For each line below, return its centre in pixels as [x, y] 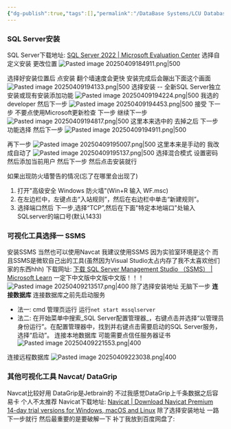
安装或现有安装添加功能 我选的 [113, 95]
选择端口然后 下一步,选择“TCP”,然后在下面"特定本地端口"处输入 [106, 207]
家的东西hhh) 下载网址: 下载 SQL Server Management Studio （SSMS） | [110, 269]
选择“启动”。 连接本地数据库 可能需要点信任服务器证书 [94, 335]
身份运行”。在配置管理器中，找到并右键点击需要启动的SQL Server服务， [119, 327]
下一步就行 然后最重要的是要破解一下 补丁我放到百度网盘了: [91, 419]
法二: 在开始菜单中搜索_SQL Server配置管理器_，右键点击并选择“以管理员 [120, 318]
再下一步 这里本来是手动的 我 [110, 144]
